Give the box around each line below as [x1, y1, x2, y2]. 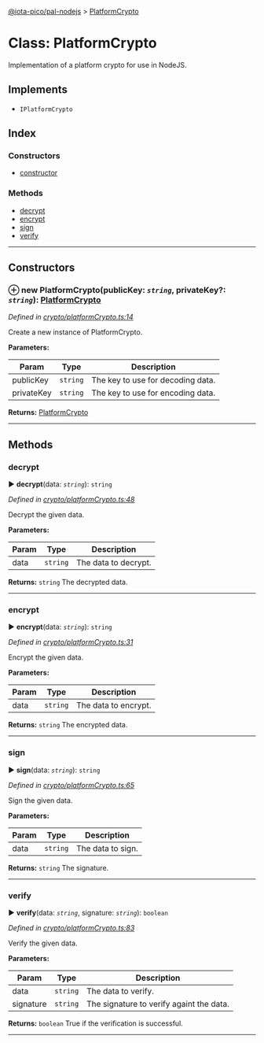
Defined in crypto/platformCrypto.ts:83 [8, 923, 135, 932]
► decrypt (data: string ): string [8, 479, 112, 489]
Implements [8, 83, 68, 97]
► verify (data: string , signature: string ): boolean [8, 908, 169, 917]
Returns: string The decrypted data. [8, 578, 128, 587]
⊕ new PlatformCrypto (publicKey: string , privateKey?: [8, 285, 226, 296]
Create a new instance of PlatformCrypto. [8, 327, 143, 337]
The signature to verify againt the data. [86, 999, 230, 1009]
